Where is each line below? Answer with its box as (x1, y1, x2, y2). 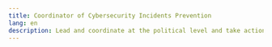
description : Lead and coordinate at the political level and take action (8, 26, 266, 34)
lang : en (8, 19, 38, 27)
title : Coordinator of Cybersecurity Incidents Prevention (8, 11, 212, 20)
